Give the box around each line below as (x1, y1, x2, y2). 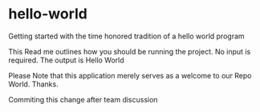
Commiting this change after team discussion (8, 94, 158, 104)
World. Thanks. (8, 79, 59, 89)
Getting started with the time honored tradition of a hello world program (8, 31, 245, 41)
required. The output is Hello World (8, 55, 124, 65)
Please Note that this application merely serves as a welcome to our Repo (8, 70, 252, 80)
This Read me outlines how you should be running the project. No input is (8, 46, 251, 56)
